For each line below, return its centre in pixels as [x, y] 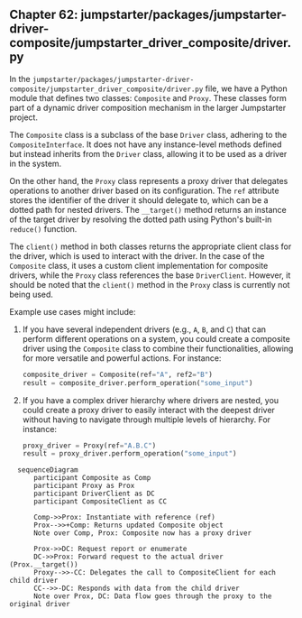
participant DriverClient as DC [94, 494]
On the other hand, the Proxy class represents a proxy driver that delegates [149, 180]
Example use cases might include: [73, 311]
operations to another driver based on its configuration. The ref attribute [144, 190]
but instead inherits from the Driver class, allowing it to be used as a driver [148, 153]
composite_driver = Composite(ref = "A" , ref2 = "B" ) [118, 374]
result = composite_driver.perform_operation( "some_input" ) [137, 383]
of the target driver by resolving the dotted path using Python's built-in [141, 219]
